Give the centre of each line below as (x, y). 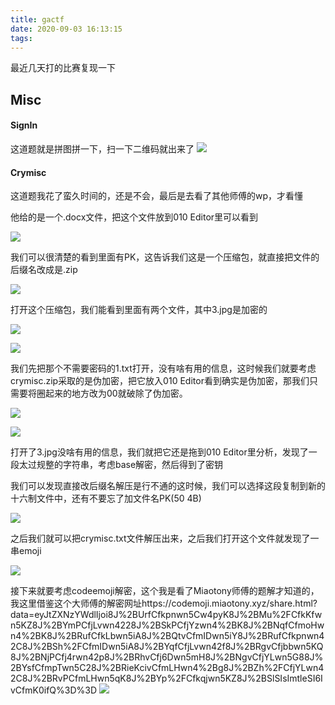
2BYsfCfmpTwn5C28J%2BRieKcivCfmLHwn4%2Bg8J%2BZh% (141, 668)
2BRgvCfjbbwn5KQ (284, 647)
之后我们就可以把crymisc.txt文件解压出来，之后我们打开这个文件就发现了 (160, 538)
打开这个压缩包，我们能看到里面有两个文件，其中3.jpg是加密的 (139, 310)
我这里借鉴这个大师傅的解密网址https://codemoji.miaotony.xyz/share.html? (164, 603)
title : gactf (37, 19)
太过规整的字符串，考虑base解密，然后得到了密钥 (121, 465)
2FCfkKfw (301, 615)
